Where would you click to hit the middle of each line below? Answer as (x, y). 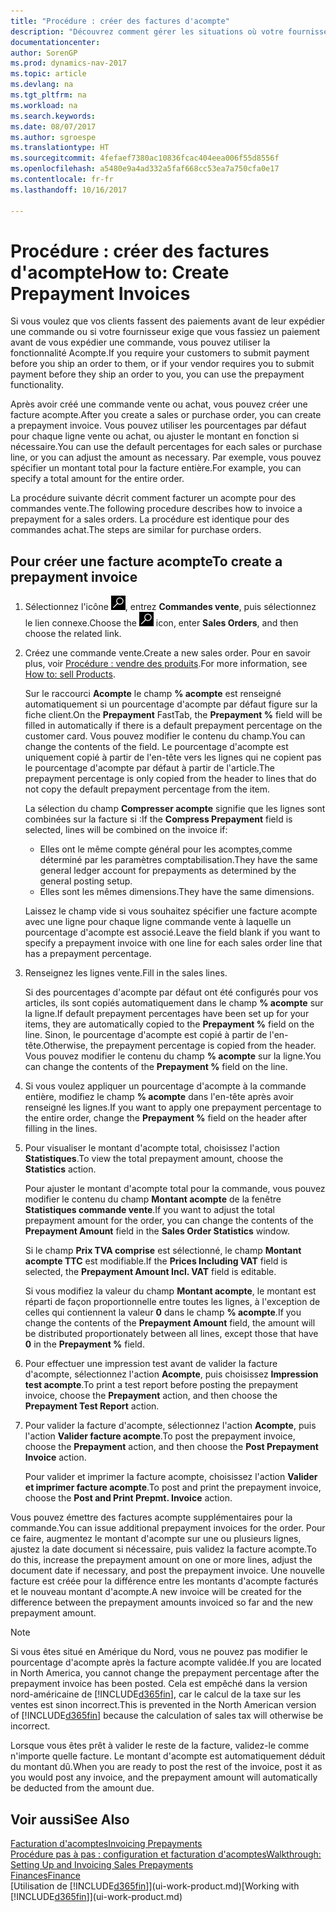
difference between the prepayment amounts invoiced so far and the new (161, 1602)
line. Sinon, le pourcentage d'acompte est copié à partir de (146, 1035)
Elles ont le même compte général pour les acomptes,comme (166, 849)
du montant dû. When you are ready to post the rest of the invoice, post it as (166, 1767)
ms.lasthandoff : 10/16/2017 (69, 190)
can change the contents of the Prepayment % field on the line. (156, 1067)
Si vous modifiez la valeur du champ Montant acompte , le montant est (170, 1291)
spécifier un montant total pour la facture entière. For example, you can (156, 468)
